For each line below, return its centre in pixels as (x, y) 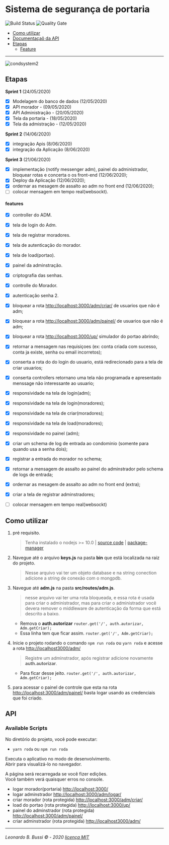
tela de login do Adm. (34, 225)
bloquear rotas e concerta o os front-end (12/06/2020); (70, 175)
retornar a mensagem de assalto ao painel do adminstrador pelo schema (88, 469)
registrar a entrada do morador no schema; (57, 459)
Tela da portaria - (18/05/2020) (45, 118)
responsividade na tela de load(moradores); (58, 423)
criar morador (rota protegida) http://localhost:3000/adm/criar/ (78, 800)
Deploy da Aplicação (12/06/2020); (49, 180)
